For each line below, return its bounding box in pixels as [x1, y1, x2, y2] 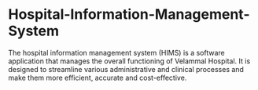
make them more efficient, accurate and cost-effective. [8, 73, 187, 82]
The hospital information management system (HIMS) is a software [8, 48, 226, 57]
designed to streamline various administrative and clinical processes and [8, 64, 244, 74]
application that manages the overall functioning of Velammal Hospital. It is [8, 56, 251, 66]
